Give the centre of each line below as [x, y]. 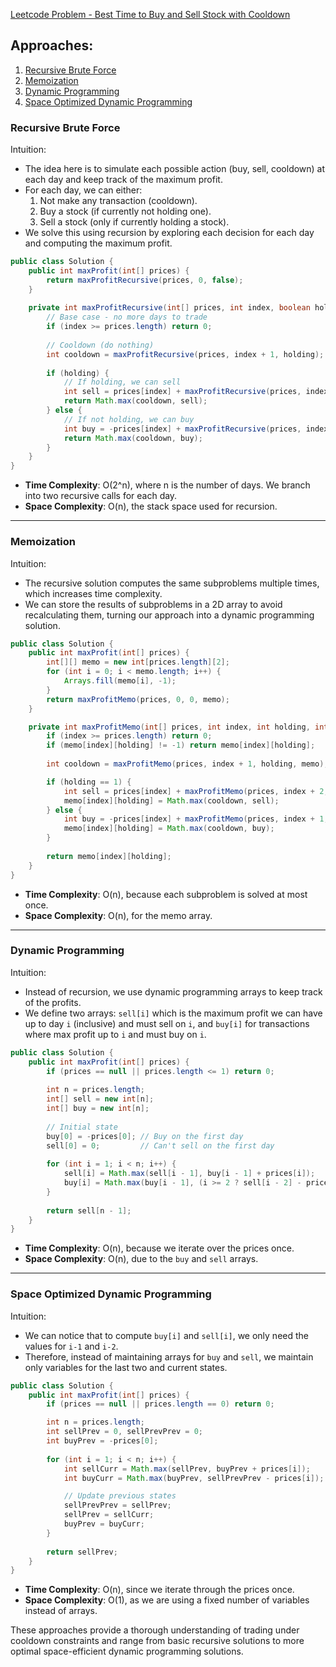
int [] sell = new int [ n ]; [100, 1099]
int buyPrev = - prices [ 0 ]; [102, 1441]
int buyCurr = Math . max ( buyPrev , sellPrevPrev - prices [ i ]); [194, 1478]
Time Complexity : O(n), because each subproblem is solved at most [166, 894]
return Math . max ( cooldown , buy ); [133, 438]
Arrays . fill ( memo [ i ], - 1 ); [120, 681]
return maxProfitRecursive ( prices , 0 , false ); [145, 280]
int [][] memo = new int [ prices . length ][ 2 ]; [138, 662]
